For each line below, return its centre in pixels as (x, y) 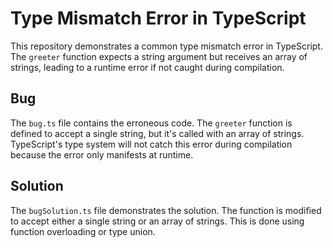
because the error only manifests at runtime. (102, 154)
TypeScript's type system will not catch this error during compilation (151, 144)
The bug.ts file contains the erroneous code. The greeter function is (151, 123)
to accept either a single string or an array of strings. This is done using (157, 221)
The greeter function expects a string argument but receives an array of (159, 56)
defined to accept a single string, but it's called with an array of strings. (157, 133)
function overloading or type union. (83, 231)
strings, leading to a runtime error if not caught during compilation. (147, 67)
